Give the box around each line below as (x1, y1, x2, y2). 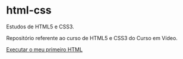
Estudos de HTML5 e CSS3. (6, 23, 74, 30)
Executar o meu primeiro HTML (6, 45, 83, 53)
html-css (6, 4, 52, 17)
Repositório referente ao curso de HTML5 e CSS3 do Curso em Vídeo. (6, 34, 178, 41)
